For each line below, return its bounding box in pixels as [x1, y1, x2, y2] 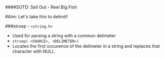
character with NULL [12, 49, 55, 54]
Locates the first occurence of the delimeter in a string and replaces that [12, 43, 160, 49]
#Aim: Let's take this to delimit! [5, 14, 68, 19]
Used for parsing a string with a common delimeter [12, 33, 116, 38]
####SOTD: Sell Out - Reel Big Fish [5, 4, 78, 10]
